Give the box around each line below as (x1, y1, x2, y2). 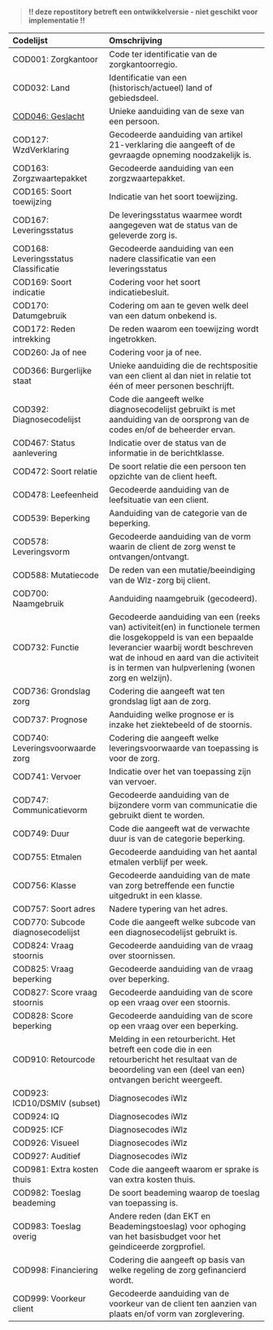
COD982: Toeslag (12, 1188, 81, 1198)
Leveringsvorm (12, 546, 71, 557)
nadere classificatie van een (109, 253, 217, 264)
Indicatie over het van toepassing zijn (109, 766, 252, 777)
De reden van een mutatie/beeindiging (109, 565, 256, 575)
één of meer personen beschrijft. (109, 380, 234, 392)
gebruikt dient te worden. (109, 810, 206, 820)
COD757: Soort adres (12, 903, 96, 914)
